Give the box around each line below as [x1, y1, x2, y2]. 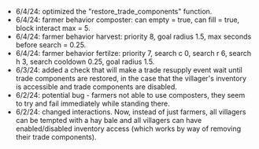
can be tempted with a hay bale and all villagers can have [15, 116, 202, 125]
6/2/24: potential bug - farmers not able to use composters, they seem [15, 91, 246, 99]
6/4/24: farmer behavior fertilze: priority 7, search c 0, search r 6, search [15, 49, 252, 58]
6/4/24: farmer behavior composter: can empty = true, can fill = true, [15, 15, 240, 24]
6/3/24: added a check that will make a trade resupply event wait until [15, 65, 242, 74]
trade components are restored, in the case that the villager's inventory [15, 74, 246, 83]
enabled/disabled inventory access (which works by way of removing [15, 124, 242, 133]
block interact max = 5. [15, 24, 91, 32]
